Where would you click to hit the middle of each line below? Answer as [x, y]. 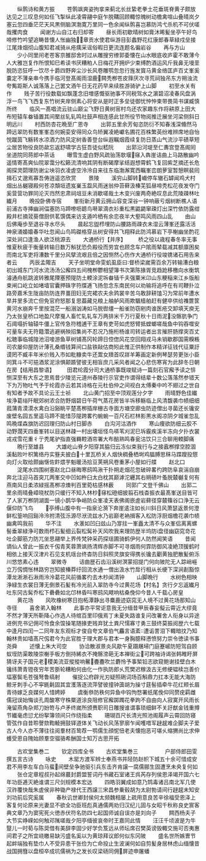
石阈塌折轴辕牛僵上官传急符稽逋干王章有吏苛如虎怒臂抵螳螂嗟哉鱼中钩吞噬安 [103, 324]
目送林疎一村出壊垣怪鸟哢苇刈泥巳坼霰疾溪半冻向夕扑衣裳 [127, 431]
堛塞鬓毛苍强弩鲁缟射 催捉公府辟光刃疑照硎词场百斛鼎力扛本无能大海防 [101, 677]
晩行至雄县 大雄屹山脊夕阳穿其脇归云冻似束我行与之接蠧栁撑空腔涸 [106, 446]
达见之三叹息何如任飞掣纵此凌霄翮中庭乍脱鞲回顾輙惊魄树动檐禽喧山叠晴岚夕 [103, 17]
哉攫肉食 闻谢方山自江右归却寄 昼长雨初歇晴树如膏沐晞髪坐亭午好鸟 [102, 32]
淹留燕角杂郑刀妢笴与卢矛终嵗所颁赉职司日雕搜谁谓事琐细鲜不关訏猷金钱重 [100, 707]
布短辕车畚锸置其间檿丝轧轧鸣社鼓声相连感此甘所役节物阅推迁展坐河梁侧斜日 [103, 116]
